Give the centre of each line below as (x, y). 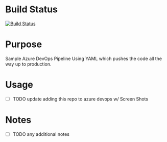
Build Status (31, 9)
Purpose (24, 44)
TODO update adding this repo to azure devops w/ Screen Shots (80, 99)
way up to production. (29, 64)
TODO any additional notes (41, 134)
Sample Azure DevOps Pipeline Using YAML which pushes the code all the (84, 58)
